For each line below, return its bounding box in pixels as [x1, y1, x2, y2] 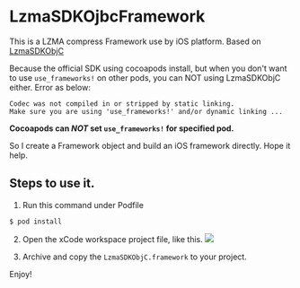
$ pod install [9, 217, 63, 226]
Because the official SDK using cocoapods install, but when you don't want [9, 63, 287, 74]
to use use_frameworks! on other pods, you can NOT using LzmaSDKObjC [9, 72, 281, 83]
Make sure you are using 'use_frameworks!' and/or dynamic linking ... [9, 107, 283, 116]
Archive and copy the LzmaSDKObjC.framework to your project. [22, 251, 247, 262]
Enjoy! [9, 268, 33, 279]
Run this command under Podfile [22, 199, 144, 210]
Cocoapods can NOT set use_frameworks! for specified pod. [9, 123, 234, 134]
